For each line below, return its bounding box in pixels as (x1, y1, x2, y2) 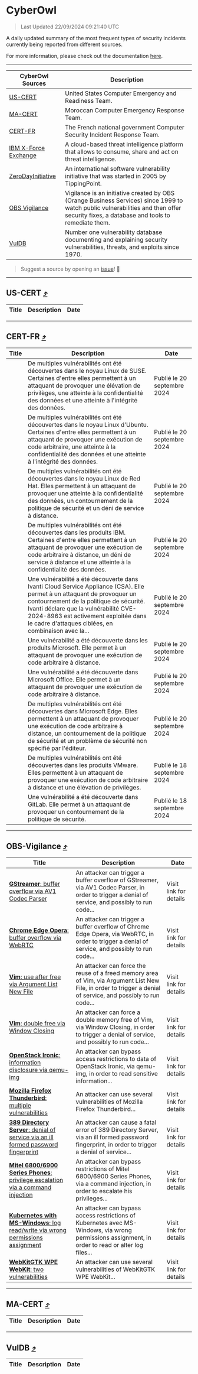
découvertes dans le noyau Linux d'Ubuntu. (27, 420, 148, 428)
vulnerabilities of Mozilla (75, 1097, 143, 1106)
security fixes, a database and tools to (64, 211, 171, 219)
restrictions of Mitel (75, 1165, 130, 1173)
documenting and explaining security (64, 235, 168, 243)
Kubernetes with (9, 1211, 57, 1220)
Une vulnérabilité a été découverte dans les (27, 636, 148, 644)
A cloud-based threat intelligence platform (64, 140, 184, 148)
